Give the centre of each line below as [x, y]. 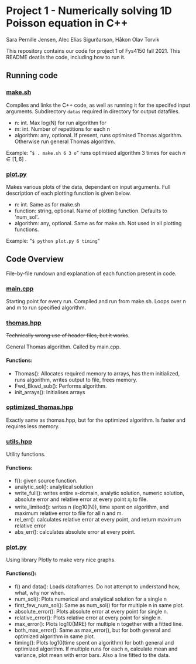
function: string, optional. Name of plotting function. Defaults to [91, 211]
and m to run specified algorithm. [46, 308]
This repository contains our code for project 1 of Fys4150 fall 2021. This [93, 50]
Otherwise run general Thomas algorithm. [65, 141]
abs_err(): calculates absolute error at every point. [75, 532]
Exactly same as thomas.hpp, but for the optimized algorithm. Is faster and [96, 420]
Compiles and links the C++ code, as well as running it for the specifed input [98, 105]
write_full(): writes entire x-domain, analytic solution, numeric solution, [99, 493]
